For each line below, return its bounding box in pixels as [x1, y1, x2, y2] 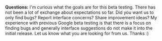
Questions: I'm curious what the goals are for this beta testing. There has [5, 4, 156, 10]
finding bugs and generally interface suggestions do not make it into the [5, 25, 153, 31]
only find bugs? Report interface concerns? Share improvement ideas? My [5, 15, 158, 20]
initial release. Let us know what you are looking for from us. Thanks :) [5, 31, 149, 36]
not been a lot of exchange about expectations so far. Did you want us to [5, 9, 154, 15]
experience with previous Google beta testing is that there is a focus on [5, 20, 152, 26]
